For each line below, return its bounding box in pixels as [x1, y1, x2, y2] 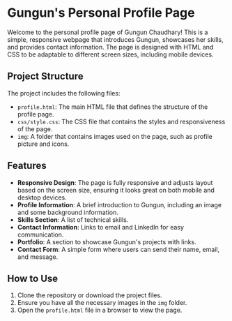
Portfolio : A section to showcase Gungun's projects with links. [17, 237, 196, 246]
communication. [17, 230, 64, 239]
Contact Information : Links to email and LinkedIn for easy [17, 223, 185, 231]
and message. [17, 253, 59, 261]
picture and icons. [17, 140, 70, 148]
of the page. [17, 124, 53, 133]
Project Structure [7, 70, 84, 82]
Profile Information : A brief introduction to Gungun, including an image [17, 200, 222, 209]
